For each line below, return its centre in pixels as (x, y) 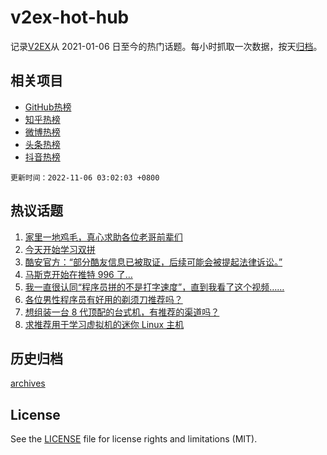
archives (28, 383)
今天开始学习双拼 (60, 249)
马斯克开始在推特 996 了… (78, 274)
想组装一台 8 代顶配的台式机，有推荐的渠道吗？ (122, 312)
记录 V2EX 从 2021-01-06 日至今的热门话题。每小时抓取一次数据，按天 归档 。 (166, 46)
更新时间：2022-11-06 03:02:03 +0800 (85, 177)
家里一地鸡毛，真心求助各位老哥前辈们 (103, 237)
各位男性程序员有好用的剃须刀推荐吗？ (103, 299)
